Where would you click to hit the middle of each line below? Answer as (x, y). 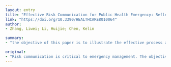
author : (13, 24)
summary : (15, 38)
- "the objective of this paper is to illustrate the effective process (84, 43)
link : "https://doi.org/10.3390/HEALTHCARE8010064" (61, 19)
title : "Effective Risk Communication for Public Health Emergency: (79, 15)
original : (16, 52)
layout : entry (20, 10)
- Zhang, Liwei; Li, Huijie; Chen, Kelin (50, 29)
